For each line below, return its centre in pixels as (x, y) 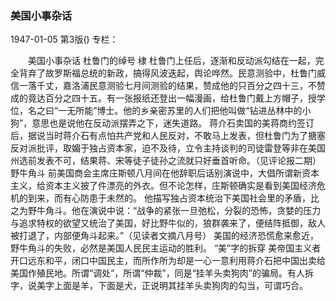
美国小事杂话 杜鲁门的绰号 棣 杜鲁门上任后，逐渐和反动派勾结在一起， (171, 61)
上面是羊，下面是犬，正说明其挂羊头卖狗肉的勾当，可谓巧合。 (180, 286)
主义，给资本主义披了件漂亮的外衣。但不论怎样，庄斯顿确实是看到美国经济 (163, 186)
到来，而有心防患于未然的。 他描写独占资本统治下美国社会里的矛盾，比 (173, 198)
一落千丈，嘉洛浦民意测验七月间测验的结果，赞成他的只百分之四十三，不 (167, 86)
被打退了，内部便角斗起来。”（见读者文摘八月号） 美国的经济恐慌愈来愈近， (165, 236)
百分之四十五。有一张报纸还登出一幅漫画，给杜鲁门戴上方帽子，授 (180, 98)
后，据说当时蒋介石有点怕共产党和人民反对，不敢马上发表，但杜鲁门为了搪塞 (168, 136)
